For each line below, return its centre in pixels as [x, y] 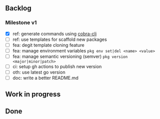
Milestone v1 [21, 23]
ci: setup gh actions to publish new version [57, 67]
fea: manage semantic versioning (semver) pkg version [70, 56]
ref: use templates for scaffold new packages [60, 39]
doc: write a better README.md [45, 78]
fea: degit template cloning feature [48, 45]
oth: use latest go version [39, 72]
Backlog [18, 8]
